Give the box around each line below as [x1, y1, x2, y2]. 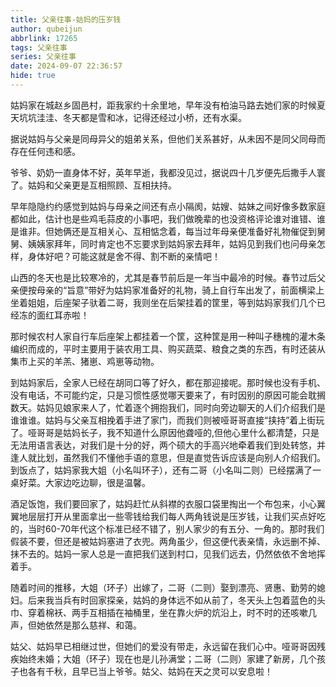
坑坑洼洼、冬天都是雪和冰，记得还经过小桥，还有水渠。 [18, 111, 247, 123]
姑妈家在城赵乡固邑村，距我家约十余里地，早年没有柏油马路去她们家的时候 [10, 99, 317, 111]
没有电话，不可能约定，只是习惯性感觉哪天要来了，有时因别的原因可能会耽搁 [10, 389, 326, 401]
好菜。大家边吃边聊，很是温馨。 [18, 476, 151, 488]
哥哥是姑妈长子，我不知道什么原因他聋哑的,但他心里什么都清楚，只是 [36, 426, 320, 438]
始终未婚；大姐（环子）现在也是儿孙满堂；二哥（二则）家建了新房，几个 [18, 652, 317, 665]
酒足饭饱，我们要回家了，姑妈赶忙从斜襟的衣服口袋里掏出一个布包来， [10, 497, 300, 510]
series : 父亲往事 [10, 52, 77, 62]
